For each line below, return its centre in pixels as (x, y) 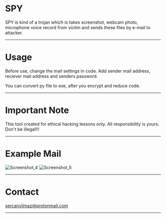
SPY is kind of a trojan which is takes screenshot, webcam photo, (72, 22)
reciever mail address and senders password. (51, 76)
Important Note (37, 110)
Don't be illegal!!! (22, 129)
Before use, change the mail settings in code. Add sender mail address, (78, 71)
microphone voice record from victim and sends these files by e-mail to (78, 27)
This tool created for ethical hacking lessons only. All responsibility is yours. (82, 124)
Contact (22, 192)
